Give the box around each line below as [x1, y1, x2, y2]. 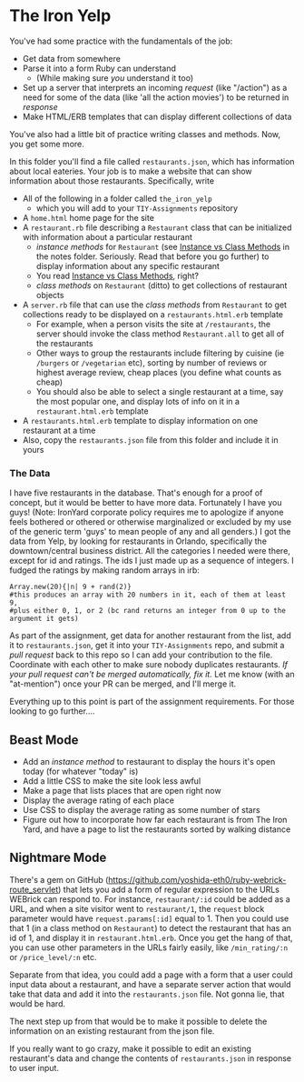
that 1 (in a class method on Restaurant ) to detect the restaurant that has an [9, 922, 292, 933]
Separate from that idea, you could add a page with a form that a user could [9, 969, 293, 980]
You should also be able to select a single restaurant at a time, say [35, 386, 284, 396]
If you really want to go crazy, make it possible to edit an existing [9, 1043, 252, 1054]
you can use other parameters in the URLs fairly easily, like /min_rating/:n [9, 942, 289, 953]
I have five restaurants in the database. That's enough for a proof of [9, 487, 263, 498]
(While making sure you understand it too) [35, 72, 194, 83]
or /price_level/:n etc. [9, 951, 97, 962]
